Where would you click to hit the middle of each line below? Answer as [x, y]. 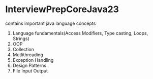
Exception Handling [33, 60]
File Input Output [30, 71]
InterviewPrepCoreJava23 [62, 9]
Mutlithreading [28, 55]
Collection [23, 49]
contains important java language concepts [51, 23]
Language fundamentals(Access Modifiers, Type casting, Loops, [80, 33]
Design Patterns [29, 65]
